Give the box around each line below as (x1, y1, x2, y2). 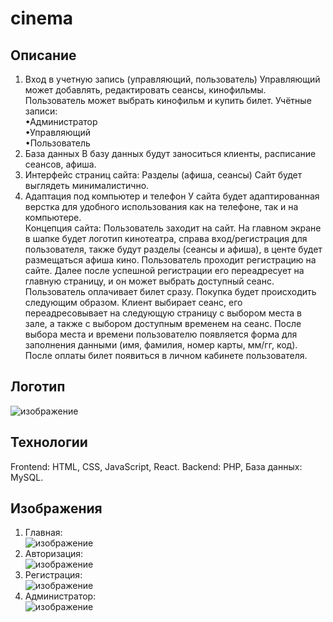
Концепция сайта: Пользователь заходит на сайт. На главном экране (24, 222, 322, 234)
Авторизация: (24, 548, 84, 560)
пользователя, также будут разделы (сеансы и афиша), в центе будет (24, 243, 323, 255)
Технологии (10, 434, 88, 451)
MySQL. (10, 471, 44, 483)
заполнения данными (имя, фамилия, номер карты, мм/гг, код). (24, 339, 298, 351)
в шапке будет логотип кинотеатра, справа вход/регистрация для (24, 233, 308, 244)
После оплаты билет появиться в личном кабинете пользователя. (24, 350, 308, 361)
